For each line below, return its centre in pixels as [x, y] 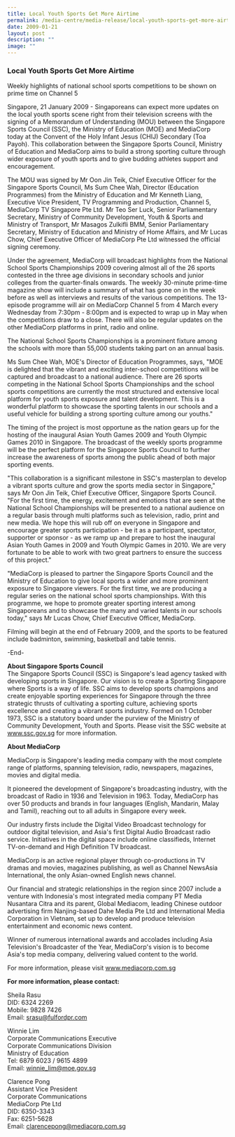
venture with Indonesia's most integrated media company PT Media [105, 896]
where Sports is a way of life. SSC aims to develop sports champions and [113, 688]
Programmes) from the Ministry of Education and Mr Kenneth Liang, [105, 195]
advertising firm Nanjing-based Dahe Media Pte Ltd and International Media [116, 911]
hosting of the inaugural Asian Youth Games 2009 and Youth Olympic [107, 435]
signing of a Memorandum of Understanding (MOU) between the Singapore [116, 122]
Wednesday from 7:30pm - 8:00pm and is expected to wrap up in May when [117, 313]
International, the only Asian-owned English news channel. [92, 875]
